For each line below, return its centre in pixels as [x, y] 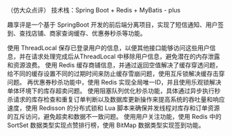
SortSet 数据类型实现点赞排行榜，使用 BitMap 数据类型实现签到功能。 [106, 125]
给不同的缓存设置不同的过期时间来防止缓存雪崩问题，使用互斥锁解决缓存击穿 [116, 73]
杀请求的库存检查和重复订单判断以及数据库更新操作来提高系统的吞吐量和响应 [116, 99]
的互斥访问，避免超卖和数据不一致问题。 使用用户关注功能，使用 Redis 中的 [115, 116]
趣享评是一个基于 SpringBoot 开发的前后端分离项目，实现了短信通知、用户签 [116, 25]
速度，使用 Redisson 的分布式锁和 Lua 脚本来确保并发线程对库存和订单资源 [114, 108]
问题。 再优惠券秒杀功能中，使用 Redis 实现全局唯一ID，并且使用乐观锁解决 [114, 82]
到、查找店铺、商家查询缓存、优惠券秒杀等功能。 [77, 33]
